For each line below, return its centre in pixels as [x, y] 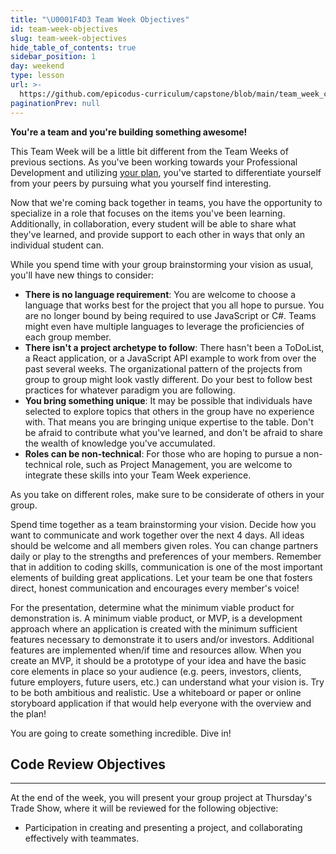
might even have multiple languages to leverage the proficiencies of [164, 326]
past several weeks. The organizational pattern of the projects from [163, 368]
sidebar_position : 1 [53, 57]
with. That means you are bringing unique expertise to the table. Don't [169, 422]
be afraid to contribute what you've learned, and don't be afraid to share [173, 432]
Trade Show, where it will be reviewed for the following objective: [144, 808]
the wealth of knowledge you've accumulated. [120, 443]
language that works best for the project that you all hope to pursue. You [174, 305]
